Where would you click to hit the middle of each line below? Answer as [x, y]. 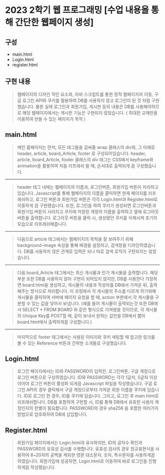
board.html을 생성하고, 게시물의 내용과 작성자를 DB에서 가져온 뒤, [85, 285]
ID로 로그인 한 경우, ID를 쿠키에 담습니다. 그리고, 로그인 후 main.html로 [91, 396]
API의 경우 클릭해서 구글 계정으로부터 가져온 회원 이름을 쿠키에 [86, 390]
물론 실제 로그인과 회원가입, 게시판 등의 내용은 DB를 [85, 106]
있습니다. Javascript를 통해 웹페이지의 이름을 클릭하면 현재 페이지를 [82, 193]
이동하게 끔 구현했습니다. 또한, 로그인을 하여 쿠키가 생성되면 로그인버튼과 [86, 205]
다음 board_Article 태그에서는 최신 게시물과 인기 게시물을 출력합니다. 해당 [87, 272]
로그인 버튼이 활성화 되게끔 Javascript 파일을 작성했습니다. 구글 [91, 384]
